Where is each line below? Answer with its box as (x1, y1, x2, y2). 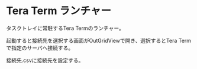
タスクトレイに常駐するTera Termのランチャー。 (6, 25, 124, 32)
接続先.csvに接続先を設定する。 (6, 57, 84, 64)
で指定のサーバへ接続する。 (6, 44, 74, 51)
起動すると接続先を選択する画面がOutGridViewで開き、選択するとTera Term (6, 37, 191, 44)
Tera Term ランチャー (6, 4, 111, 18)
